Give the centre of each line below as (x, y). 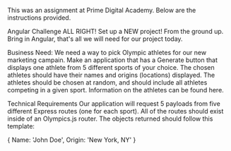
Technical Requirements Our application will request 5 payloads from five (114, 104)
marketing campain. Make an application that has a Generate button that (112, 60)
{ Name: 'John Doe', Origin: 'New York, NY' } (72, 140)
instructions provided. (39, 18)
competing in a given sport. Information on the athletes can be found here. (115, 90)
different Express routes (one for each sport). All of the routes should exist (115, 111)
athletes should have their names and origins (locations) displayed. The (111, 75)
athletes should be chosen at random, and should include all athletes (107, 83)
